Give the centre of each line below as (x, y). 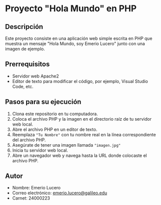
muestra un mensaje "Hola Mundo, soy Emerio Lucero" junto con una (75, 44)
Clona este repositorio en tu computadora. (55, 114)
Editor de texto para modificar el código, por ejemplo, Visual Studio (80, 81)
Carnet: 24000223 (31, 198)
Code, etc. (23, 86)
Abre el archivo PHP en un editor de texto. (55, 129)
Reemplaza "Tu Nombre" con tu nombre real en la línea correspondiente (84, 134)
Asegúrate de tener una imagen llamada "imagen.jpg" (67, 145)
